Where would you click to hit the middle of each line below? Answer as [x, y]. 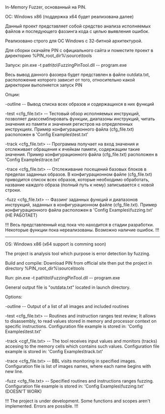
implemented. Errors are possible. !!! [42, 406]
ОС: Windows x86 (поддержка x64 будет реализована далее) [69, 16]
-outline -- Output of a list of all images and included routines [67, 306]
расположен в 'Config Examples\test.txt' [47, 134]
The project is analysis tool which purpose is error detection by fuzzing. [78, 253]
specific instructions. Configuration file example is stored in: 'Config [74, 326]
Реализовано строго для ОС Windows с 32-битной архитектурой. [74, 41]
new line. [14, 371]
